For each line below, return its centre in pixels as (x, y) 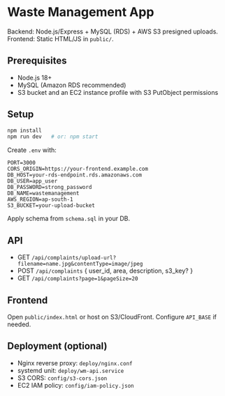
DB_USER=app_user (32, 181)
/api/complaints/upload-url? (74, 258)
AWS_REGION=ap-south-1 (40, 199)
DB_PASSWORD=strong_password (50, 188)
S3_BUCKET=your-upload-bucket (51, 206)
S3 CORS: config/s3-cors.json (62, 378)
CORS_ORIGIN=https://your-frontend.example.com (78, 169)
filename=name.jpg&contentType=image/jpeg (80, 264)
